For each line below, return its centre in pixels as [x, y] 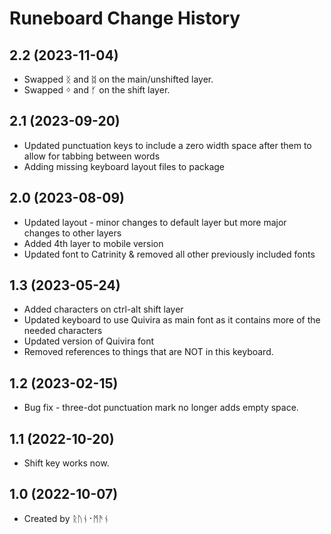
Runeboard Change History [125, 18]
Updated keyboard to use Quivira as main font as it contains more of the [172, 320]
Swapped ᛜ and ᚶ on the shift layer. [97, 90]
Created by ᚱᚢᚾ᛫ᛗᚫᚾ [66, 518]
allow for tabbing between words [92, 156]
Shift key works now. [66, 463]
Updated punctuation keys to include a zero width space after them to [167, 145]
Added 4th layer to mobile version [93, 243]
